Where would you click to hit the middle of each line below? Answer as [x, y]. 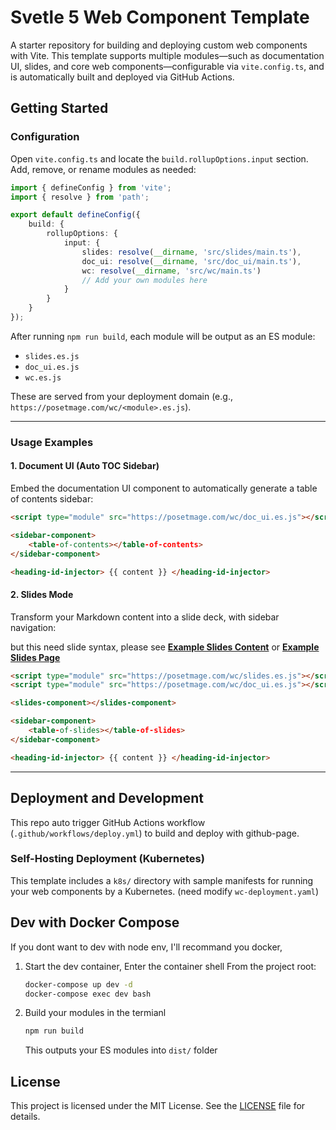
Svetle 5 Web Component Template [160, 17]
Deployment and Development [107, 798]
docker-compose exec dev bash [88, 994]
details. [25, 1117]
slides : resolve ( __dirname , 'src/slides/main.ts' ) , [191, 252]
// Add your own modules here [144, 280]
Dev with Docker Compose [95, 922]
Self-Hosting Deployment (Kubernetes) [107, 859]
